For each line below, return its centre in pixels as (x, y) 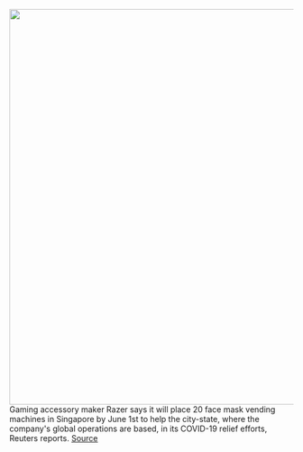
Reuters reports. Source (54, 438)
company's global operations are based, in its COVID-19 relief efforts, (138, 428)
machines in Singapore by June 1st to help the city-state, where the (134, 419)
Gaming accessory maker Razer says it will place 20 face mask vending (142, 410)
